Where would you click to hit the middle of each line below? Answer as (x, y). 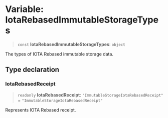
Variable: (25, 9)
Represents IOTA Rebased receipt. (41, 110)
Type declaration (32, 70)
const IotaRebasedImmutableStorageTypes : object (71, 44)
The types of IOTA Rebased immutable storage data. (59, 54)
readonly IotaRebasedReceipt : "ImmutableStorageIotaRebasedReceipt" (90, 95)
